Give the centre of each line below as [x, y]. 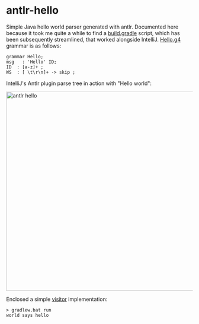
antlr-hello [33, 10]
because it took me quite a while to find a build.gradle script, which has [93, 33]
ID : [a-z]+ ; [25, 67]
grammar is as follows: [34, 46]
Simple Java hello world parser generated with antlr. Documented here [92, 27]
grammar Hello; [25, 56]
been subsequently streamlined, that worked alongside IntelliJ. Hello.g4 [94, 39]
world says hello [28, 315]
